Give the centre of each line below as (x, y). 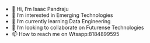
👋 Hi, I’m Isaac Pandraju (40, 9)
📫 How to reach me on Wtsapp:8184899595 (65, 34)
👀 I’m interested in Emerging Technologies (62, 15)
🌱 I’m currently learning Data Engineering (61, 21)
